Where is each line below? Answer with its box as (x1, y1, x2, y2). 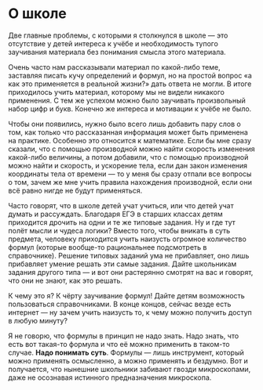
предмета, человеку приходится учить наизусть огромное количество (8, 234, 247, 244)
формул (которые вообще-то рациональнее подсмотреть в (8, 242, 207, 251)
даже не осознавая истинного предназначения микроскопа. (8, 373, 212, 382)
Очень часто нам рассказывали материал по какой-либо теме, (8, 62, 221, 71)
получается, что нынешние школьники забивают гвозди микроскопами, (8, 364, 251, 374)
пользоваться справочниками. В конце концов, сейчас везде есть (8, 299, 232, 309)
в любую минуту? (8, 316, 68, 325)
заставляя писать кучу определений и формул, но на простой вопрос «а (8, 70, 253, 80)
